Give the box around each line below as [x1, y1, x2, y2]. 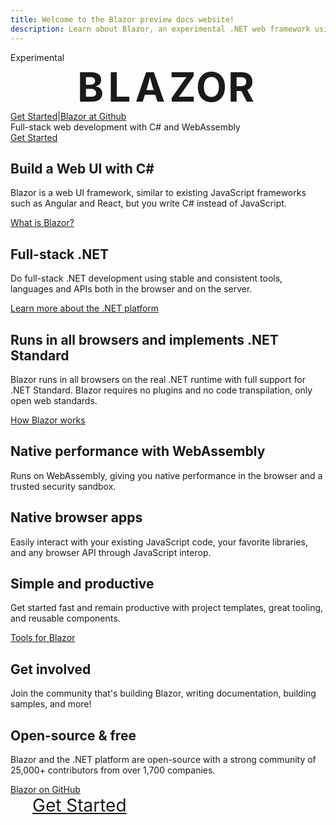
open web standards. [10, 394, 98, 406]
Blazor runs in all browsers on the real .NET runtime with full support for [10, 373, 306, 385]
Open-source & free [10, 727, 137, 744]
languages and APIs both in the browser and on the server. [10, 283, 253, 295]
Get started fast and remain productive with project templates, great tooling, [10, 602, 324, 614]
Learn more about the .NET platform [10, 302, 160, 315]
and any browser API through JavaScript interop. [10, 546, 212, 558]
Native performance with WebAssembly [10, 443, 266, 460]
